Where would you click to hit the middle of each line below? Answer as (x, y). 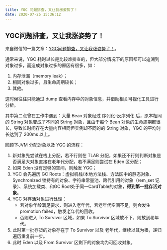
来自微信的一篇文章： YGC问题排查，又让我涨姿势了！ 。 (62, 49)
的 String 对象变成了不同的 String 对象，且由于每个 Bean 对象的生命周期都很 (83, 122)
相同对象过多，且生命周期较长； (45, 82)
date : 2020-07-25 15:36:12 (33, 14)
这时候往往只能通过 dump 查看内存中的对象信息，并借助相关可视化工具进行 (82, 99)
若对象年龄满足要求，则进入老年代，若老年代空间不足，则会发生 (85, 205)
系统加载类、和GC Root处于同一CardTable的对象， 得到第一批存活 (90, 186)
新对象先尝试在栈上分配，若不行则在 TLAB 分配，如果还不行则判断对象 (84, 156)
